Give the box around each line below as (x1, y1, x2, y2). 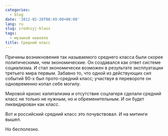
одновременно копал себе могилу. (5, 81, 81, 87)
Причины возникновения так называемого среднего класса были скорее (5, 54, 163, 60)
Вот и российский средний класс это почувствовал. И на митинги (5, 111, 148, 117)
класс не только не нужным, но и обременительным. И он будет (5, 96, 144, 102)
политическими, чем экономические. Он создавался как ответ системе (5, 59, 161, 65)
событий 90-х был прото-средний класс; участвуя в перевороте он (5, 75, 151, 81)
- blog (10, 12, 24, 17)
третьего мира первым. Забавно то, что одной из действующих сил (5, 70, 152, 76)
